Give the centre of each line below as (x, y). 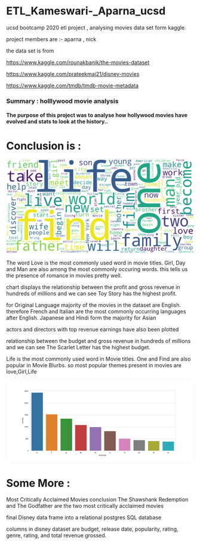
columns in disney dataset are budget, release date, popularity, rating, (92, 529)
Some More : (38, 483)
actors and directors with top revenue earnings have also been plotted (93, 330)
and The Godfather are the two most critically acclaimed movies (85, 506)
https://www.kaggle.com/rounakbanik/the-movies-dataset (78, 62)
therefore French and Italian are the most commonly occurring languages (96, 312)
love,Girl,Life (21, 372)
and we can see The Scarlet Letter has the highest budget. (79, 348)
